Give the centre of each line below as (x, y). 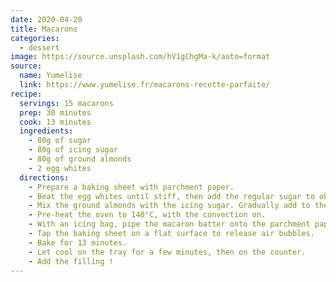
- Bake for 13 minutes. (78, 242)
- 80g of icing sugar (73, 150)
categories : (35, 38)
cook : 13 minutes (55, 122)
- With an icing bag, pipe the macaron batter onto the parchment (169, 224)
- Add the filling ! (71, 261)
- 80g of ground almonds (80, 159)
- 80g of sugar (60, 141)
